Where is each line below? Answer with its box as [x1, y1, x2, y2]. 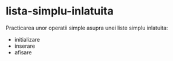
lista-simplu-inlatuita [5, 4, 114, 18]
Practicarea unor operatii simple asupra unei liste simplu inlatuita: [5, 24, 168, 31]
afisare [14, 48, 32, 56]
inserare [14, 42, 36, 50]
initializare [14, 36, 41, 43]
